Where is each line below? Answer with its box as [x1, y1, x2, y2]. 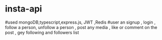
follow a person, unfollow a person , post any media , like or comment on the [5, 24, 158, 30]
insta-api [5, 3, 42, 14]
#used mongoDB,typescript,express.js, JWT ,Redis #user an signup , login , [5, 19, 156, 25]
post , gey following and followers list [5, 29, 79, 35]
